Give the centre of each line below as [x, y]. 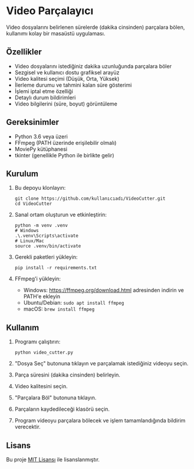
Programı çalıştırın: [37, 342]
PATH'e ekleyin [42, 296]
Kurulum [22, 174]
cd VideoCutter [33, 204]
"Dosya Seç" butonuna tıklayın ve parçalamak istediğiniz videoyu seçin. [101, 364]
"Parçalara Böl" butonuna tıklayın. [55, 398]
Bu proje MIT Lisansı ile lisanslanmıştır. [53, 460]
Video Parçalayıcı [50, 11]
